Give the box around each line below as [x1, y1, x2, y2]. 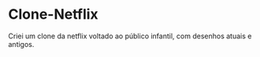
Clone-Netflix [8, 5, 98, 23]
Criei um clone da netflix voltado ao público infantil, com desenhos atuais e [8, 31, 252, 41]
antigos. [8, 39, 35, 48]
